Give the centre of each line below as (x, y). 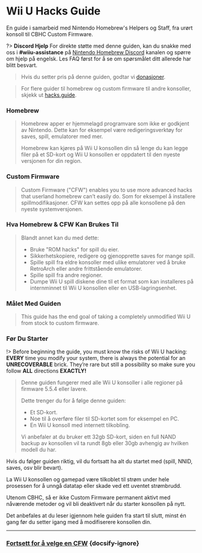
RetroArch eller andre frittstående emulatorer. (86, 268)
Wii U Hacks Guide (54, 11)
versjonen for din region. (51, 161)
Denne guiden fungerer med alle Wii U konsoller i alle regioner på (102, 383)
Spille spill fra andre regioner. (66, 275)
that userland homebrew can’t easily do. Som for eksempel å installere (108, 196)
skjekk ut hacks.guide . (49, 95)
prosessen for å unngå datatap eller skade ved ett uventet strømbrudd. (94, 486)
